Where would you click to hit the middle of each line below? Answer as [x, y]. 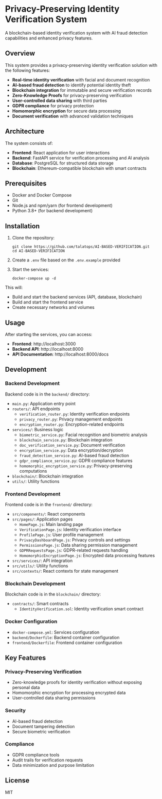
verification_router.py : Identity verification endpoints [74, 414]
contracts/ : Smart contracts [40, 604]
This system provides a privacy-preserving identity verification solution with [81, 65]
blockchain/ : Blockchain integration [48, 476]
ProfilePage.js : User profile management [61, 535]
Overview [20, 53]
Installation [22, 226]
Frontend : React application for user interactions [61, 153]
